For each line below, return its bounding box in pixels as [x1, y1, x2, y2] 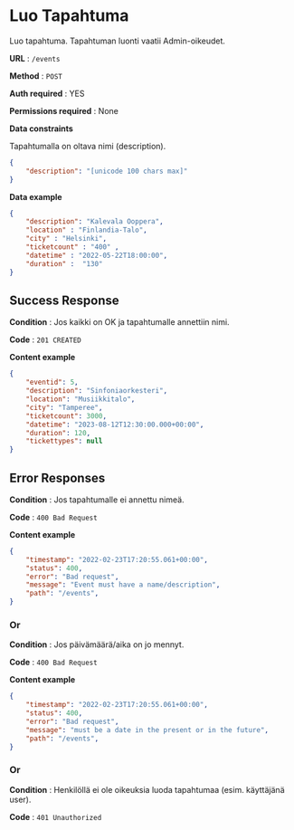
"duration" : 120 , [25, 428, 91, 437]
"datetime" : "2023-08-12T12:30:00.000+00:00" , [25, 420, 204, 429]
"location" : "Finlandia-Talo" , [25, 225, 147, 235]
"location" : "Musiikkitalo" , [25, 395, 136, 404]
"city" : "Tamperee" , [25, 403, 103, 412]
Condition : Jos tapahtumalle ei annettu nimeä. [9, 494, 185, 505]
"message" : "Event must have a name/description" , [25, 580, 221, 589]
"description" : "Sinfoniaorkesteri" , [25, 386, 168, 396]
